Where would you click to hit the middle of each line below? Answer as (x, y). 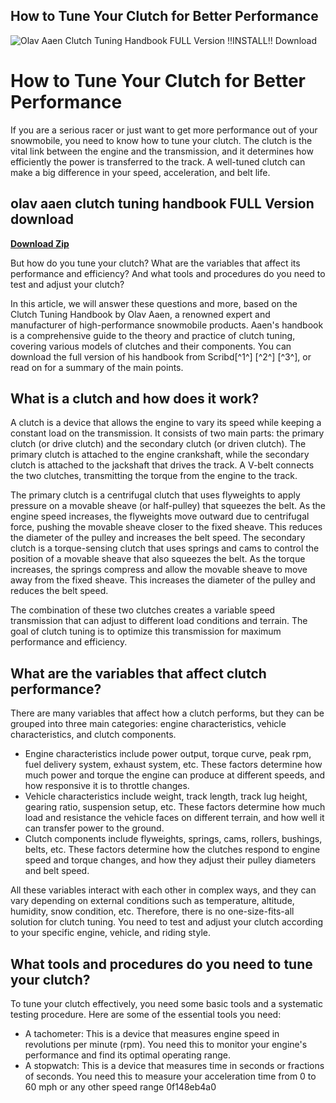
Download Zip (40, 243)
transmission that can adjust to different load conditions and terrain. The (159, 621)
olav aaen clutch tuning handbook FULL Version (162, 204)
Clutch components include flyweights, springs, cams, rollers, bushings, (173, 839)
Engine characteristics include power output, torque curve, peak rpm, (168, 754)
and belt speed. (57, 871)
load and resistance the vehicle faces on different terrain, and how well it (174, 818)
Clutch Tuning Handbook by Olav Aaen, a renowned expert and (140, 314)
